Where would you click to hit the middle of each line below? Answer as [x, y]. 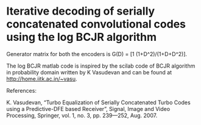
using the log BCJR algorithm [82, 37]
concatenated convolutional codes [96, 24]
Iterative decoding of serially [81, 11]
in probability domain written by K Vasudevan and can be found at [89, 72]
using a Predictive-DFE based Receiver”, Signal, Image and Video [88, 109]
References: [21, 90]
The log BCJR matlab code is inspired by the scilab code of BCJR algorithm [101, 66]
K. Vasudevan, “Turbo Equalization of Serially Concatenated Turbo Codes [98, 102]
